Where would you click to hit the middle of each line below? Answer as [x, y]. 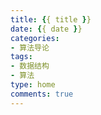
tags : [21, 57]
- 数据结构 [30, 66]
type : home [33, 85]
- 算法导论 [30, 47]
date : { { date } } [46, 29]
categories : [35, 38]
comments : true [42, 94]
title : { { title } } [51, 19]
